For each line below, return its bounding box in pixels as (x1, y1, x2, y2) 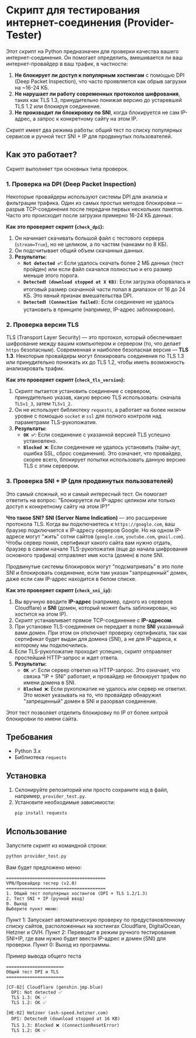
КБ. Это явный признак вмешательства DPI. (23, 292, 133, 299)
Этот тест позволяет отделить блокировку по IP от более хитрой (6, 709, 169, 716)
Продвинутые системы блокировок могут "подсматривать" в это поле (6, 563, 184, 570)
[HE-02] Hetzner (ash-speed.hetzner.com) (6, 1010, 109, 1016)
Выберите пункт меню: (6, 906, 59, 911)
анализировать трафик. (6, 365, 65, 372)
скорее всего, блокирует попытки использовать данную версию (23, 456, 186, 463)
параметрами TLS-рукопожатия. (14, 419, 98, 426)
